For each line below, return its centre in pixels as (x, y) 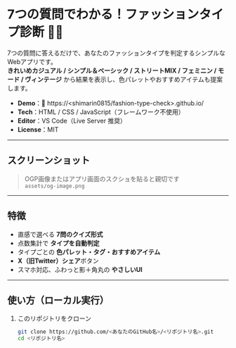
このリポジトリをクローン (54, 318)
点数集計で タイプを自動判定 (58, 243)
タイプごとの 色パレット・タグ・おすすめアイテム (89, 251)
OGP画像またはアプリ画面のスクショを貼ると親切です (102, 179)
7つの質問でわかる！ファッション (103, 14)
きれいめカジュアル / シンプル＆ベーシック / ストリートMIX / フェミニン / (112, 70)
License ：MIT (38, 129)
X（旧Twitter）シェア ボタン (58, 261)
